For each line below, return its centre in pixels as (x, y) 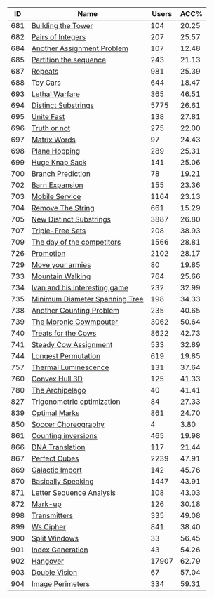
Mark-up (46, 504)
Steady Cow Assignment (72, 345)
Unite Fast (48, 117)
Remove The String (63, 208)
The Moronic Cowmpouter (75, 322)
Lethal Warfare (56, 94)
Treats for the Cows (64, 333)
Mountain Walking (61, 276)
